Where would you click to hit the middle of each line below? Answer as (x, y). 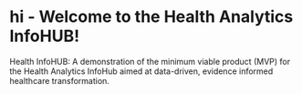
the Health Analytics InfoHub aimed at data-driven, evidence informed (141, 71)
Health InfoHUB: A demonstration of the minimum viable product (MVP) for (150, 61)
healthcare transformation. (59, 80)
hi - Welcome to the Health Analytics (151, 17)
